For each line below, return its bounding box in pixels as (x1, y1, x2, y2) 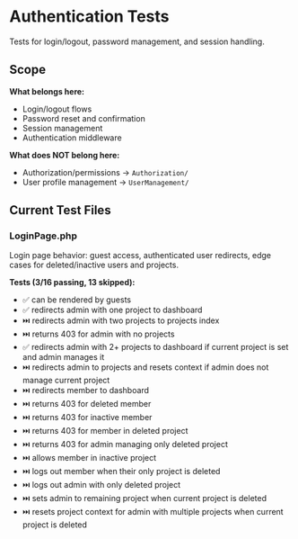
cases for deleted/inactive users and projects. (9, 259, 180, 271)
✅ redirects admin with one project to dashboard (22, 304, 203, 316)
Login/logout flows (22, 103, 92, 114)
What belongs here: (9, 85, 85, 96)
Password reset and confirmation (22, 112, 145, 123)
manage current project (22, 375, 110, 386)
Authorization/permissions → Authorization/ (22, 166, 188, 177)
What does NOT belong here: (9, 149, 120, 160)
